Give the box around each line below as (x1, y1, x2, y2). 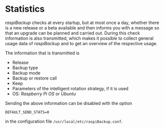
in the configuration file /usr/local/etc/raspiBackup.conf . (5, 118, 123, 124)
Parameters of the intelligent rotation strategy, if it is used (12, 85, 129, 91)
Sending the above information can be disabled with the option (5, 100, 133, 106)
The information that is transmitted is (5, 50, 80, 56)
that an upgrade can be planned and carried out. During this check (5, 30, 140, 36)
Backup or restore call (12, 75, 57, 81)
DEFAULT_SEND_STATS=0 (5, 109, 50, 115)
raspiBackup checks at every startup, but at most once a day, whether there (5, 20, 160, 26)
